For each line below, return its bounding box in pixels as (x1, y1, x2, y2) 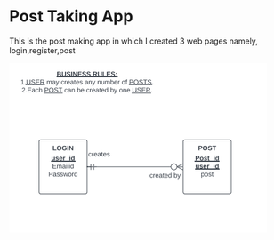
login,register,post (9, 44, 76, 55)
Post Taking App (9, 6, 133, 27)
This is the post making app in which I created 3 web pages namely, (9, 36, 258, 46)
